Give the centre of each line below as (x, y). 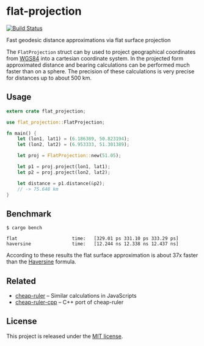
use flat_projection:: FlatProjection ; (56, 122)
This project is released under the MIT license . (65, 336)
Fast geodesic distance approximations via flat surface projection (89, 40)
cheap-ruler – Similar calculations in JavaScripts (76, 296)
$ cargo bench (24, 228)
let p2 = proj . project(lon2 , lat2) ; (64, 172)
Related (21, 281)
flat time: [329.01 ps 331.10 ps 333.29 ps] (93, 239)
